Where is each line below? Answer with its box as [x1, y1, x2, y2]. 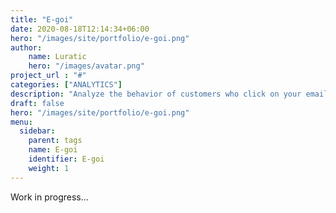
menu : [10, 117, 33, 127]
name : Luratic [28, 52, 87, 62]
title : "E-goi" [10, 14, 74, 25]
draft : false [10, 98, 65, 108]
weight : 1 [28, 163, 70, 173]
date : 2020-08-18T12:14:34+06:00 [10, 24, 150, 34]
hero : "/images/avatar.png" [28, 61, 145, 71]
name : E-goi [28, 145, 78, 155]
